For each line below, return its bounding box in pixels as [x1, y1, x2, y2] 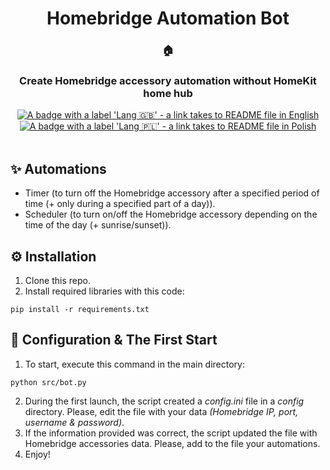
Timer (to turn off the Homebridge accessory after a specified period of [24, 187, 320, 199]
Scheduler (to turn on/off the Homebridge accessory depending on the [24, 208, 318, 221]
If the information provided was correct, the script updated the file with [24, 427, 318, 439]
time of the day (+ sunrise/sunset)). [24, 219, 172, 231]
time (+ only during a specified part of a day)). [24, 198, 216, 210]
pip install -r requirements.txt [10, 305, 150, 315]
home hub [143, 87, 193, 101]
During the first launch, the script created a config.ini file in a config [24, 395, 305, 407]
